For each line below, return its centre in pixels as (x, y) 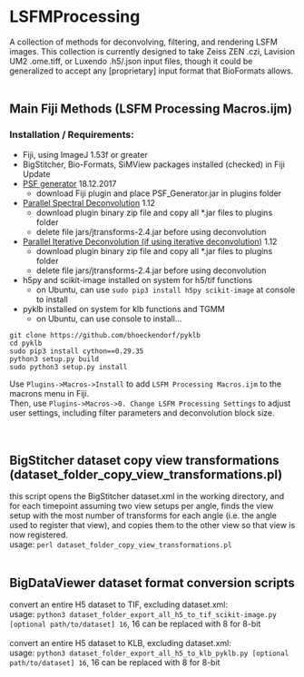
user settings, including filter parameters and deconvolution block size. (142, 412)
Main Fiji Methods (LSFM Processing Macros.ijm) (151, 109)
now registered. (39, 535)
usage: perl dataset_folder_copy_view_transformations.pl (121, 545)
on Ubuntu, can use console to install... (109, 319)
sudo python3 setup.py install (69, 367)
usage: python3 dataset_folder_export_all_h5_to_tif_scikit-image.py (143, 614)
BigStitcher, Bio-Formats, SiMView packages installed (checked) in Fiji (154, 164)
